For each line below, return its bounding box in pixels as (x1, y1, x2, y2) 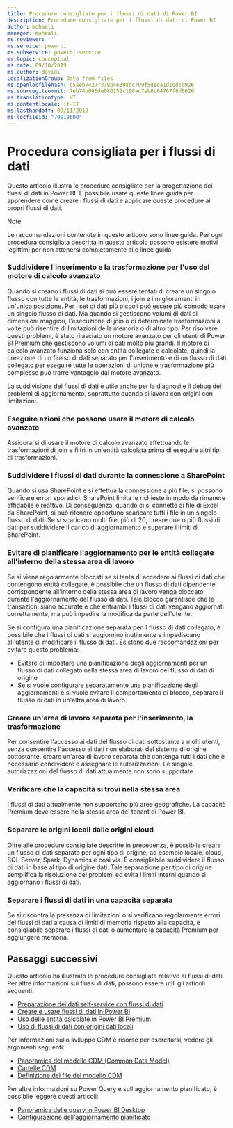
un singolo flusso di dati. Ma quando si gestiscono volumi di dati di (7, 309, 198, 317)
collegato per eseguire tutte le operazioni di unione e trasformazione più (7, 361, 214, 369)
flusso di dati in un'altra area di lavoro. (17, 695, 127, 704)
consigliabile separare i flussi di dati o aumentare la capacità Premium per (7, 926, 219, 934)
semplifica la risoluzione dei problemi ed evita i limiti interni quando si (7, 870, 207, 878)
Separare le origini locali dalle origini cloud (7, 825, 154, 835)
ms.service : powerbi (7, 42, 67, 49)
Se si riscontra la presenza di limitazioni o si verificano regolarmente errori (7, 910, 220, 919)
